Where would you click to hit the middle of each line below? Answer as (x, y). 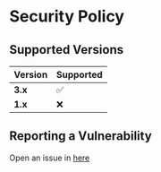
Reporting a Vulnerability (80, 136)
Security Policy (67, 17)
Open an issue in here (50, 158)
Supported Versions (66, 50)
